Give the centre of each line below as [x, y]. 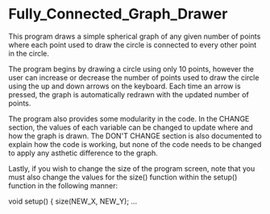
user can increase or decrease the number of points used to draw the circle [134, 77]
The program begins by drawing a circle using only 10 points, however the [131, 68]
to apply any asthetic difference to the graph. [83, 153]
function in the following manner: [63, 185]
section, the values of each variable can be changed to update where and [131, 127]
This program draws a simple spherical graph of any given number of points [135, 36]
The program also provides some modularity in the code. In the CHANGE [129, 118]
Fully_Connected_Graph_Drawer [118, 14]
